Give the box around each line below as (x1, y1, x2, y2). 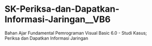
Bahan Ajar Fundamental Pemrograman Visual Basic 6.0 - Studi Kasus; (4, 30, 147, 36)
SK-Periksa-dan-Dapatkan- (4, 3, 120, 15)
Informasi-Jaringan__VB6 (4, 14, 111, 25)
